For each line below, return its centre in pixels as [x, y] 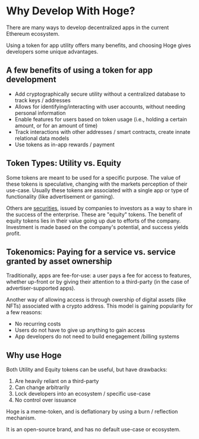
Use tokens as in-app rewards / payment [64, 145]
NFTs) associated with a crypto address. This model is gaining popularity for [99, 306]
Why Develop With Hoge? [71, 11]
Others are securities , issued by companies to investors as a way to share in [99, 208]
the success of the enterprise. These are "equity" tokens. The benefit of [94, 214]
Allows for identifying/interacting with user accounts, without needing [100, 106]
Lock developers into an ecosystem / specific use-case [83, 394]
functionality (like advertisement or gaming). [60, 196]
